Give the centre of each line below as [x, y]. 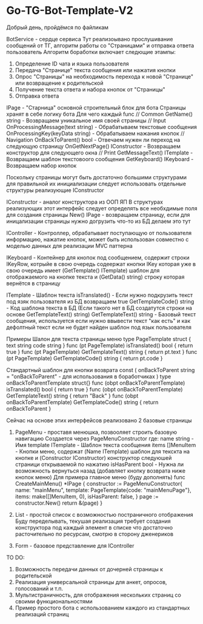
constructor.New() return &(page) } [59, 503]
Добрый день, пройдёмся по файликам [58, 27]
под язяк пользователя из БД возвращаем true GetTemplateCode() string [100, 301]
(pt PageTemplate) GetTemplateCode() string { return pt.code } [85, 358]
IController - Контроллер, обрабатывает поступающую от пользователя [99, 233]
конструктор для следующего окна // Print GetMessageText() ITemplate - [100, 153]
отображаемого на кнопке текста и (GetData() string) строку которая [95, 277]
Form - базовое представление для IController [75, 545]
